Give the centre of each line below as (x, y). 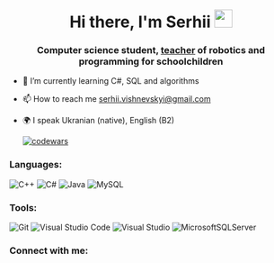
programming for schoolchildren (151, 61)
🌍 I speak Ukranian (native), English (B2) (98, 121)
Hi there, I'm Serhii (140, 22)
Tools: (23, 207)
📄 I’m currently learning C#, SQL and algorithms (110, 81)
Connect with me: (49, 250)
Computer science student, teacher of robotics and (151, 50)
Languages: (36, 165)
